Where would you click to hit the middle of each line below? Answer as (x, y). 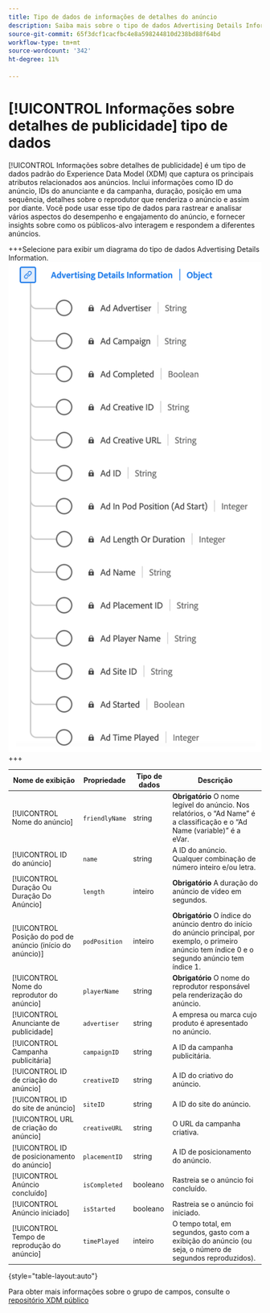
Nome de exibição (44, 780)
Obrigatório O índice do (212, 915)
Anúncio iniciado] (41, 1213)
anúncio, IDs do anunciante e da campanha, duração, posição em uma (125, 191)
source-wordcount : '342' (50, 51)
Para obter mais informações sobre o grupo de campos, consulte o (119, 1291)
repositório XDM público (49, 1300)
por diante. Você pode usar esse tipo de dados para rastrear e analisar (125, 208)
